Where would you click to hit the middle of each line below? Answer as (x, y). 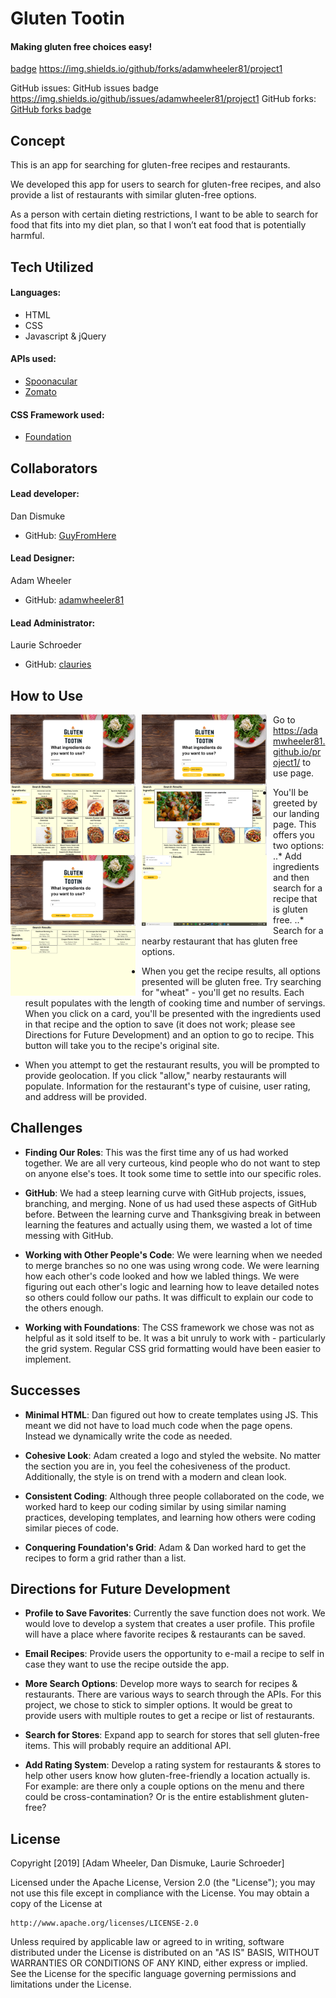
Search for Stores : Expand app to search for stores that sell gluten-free (172, 1735)
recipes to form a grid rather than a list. (105, 1558)
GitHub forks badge (51, 109)
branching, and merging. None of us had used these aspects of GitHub (171, 1203)
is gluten (290, 909)
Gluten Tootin (67, 18)
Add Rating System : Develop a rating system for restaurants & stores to (173, 1765)
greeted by (295, 803)
